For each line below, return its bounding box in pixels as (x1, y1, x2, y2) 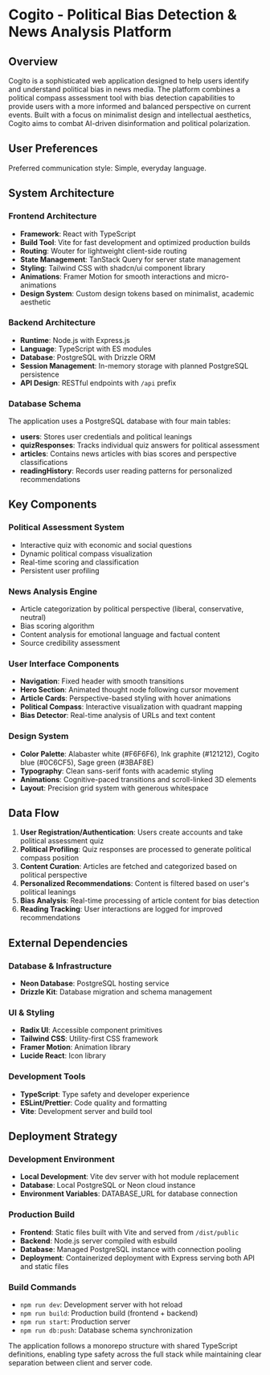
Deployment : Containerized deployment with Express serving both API (19, 1253, 256, 1263)
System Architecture (8, 186, 115, 200)
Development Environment (8, 1154, 115, 1165)
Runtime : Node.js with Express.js (19, 335, 130, 345)
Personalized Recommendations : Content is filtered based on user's (19, 879, 250, 888)
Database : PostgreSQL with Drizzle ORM (19, 352, 156, 362)
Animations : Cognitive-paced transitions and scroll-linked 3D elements (19, 774, 257, 784)
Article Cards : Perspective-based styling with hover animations (19, 693, 231, 704)
